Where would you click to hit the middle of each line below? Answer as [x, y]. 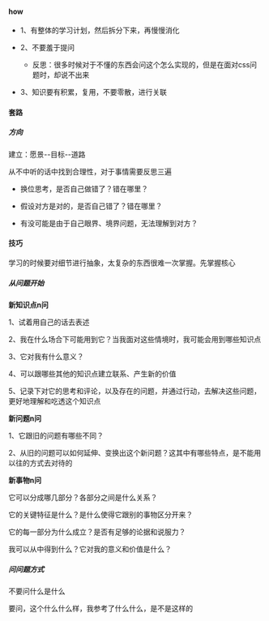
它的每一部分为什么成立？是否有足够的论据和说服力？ [97, 532]
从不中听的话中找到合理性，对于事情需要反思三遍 [90, 171]
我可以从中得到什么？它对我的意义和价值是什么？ [90, 549]
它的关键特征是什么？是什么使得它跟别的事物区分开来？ [100, 514]
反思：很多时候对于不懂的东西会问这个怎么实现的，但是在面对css [141, 65]
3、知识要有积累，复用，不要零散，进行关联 [94, 92]
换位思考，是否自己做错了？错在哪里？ [84, 188]
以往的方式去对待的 [41, 463]
